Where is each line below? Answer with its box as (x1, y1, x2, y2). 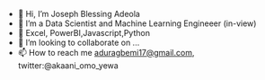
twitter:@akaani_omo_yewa (17, 60, 119, 71)
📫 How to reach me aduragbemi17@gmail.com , (17, 48, 195, 58)
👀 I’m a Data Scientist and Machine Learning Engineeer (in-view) (17, 18, 257, 29)
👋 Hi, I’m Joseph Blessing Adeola (17, 9, 141, 19)
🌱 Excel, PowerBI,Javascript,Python (17, 28, 151, 38)
